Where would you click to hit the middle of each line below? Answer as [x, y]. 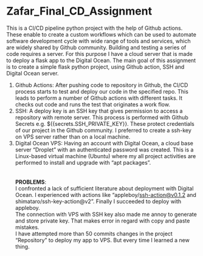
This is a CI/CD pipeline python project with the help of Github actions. [95, 28]
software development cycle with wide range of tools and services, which [98, 41]
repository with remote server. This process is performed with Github [101, 117]
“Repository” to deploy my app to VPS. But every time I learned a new [102, 240]
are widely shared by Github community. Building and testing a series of [96, 47]
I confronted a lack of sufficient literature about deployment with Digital [104, 188]
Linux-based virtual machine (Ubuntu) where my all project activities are [105, 156]
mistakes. [27, 227]
